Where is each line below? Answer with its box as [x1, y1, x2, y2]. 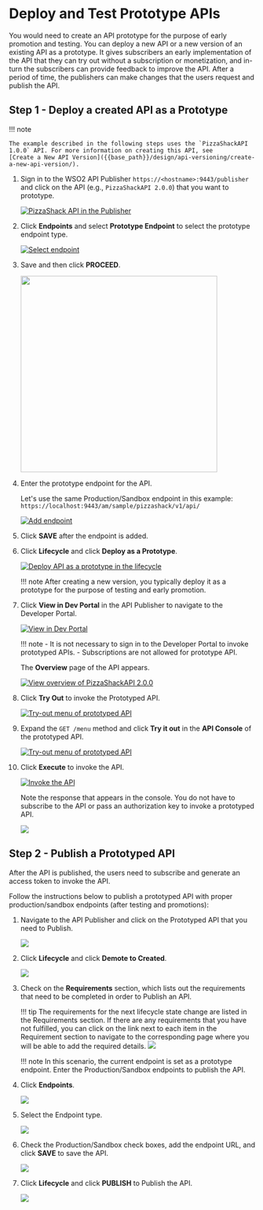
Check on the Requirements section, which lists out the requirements [20, 983, 246, 992]
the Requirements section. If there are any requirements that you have [20, 1015, 247, 1025]
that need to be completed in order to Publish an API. [20, 992, 192, 1001]
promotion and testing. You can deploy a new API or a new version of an [9, 38, 243, 48]
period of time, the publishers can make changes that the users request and [9, 72, 254, 82]
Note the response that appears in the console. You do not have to [20, 793, 236, 802]
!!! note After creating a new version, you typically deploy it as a [20, 577, 227, 586]
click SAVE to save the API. [20, 1148, 109, 1157]
